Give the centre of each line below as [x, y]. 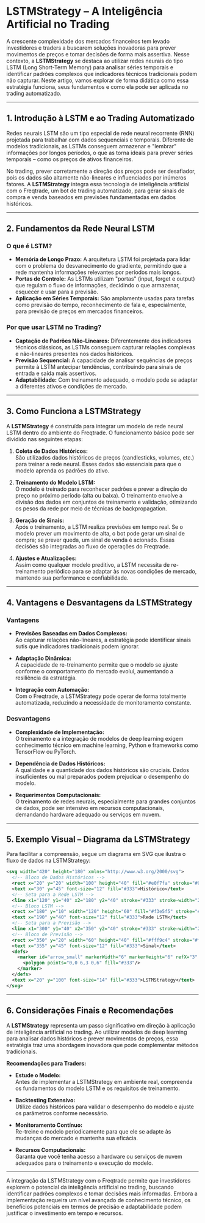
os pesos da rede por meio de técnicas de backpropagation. [91, 508]
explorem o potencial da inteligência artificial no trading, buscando [90, 1187]
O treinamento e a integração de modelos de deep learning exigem [99, 738]
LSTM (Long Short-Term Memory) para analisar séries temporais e [90, 67]
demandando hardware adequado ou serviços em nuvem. [88, 814]
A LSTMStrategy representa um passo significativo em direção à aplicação [101, 1025]
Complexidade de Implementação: [60, 732]
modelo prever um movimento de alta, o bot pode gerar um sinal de [100, 533]
